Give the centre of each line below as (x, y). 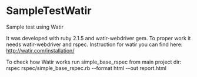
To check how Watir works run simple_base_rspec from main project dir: (94, 62)
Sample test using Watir (35, 27)
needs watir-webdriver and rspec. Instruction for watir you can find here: (94, 44)
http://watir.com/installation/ (40, 50)
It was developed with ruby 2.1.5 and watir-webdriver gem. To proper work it (98, 38)
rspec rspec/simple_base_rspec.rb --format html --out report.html (86, 68)
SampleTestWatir (49, 11)
